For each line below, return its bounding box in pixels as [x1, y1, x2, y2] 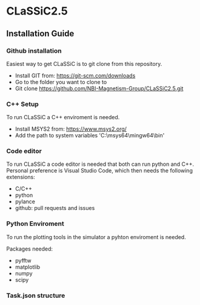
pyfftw [15, 257, 32, 264]
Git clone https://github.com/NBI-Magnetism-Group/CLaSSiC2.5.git [15, 85, 184, 92]
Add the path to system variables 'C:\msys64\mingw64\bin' [15, 132, 165, 139]
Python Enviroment [6, 220, 65, 228]
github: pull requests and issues [15, 205, 95, 212]
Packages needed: [6, 245, 53, 252]
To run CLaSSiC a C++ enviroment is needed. [6, 114, 120, 121]
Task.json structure [6, 291, 65, 300]
